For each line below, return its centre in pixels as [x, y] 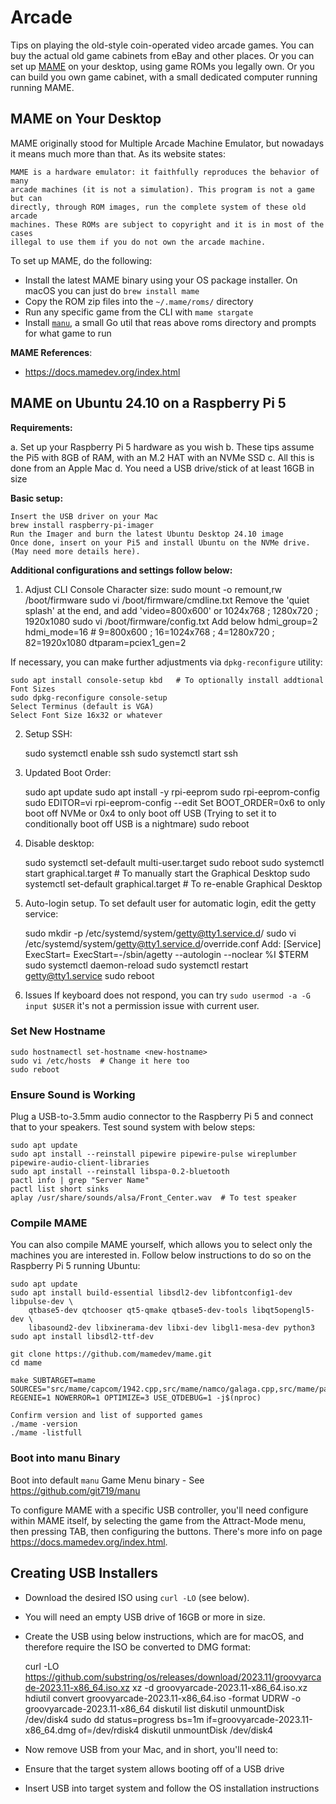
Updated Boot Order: [68, 772]
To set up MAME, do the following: [81, 260]
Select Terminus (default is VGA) [82, 706]
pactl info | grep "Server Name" [80, 1181]
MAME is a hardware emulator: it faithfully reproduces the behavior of [165, 172]
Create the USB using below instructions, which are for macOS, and [164, 1636]
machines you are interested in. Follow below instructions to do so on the [161, 1255]
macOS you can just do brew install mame [112, 290]
